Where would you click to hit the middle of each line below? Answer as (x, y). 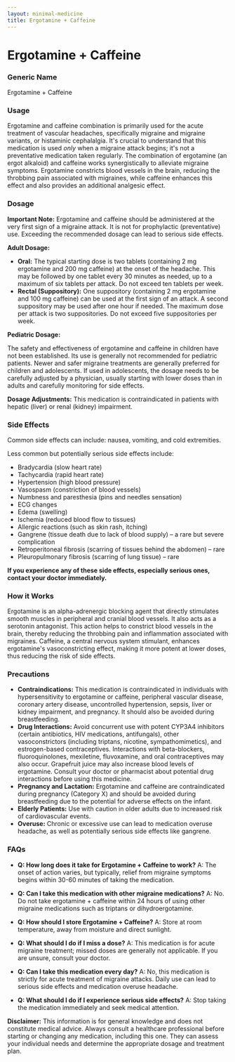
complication (36, 542)
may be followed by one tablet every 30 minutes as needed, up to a (115, 276)
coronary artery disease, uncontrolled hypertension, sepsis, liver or (115, 704)
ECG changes (37, 504)
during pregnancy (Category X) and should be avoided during (107, 794)
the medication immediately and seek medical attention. (98, 1007)
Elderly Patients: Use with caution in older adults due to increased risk (120, 809)
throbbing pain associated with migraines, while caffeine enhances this (110, 178)
